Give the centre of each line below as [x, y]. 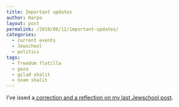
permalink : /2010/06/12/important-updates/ [63, 29]
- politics [26, 52]
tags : [13, 57]
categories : [21, 35]
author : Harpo [24, 18]
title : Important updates [39, 12]
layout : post [23, 23]
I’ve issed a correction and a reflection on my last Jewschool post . [90, 98]
